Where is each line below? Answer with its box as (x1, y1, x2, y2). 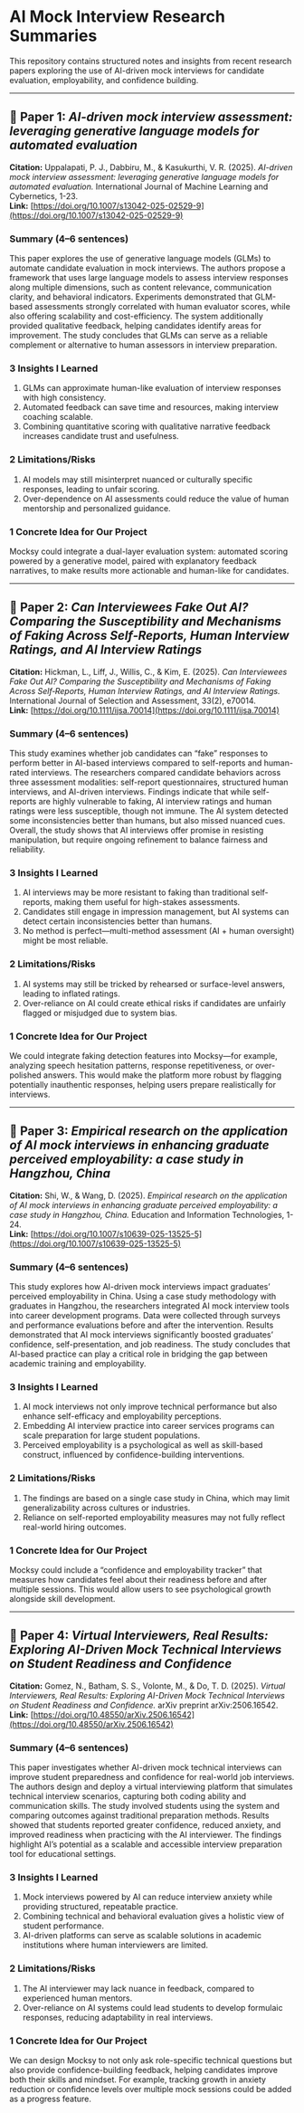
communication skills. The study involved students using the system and (9, 1801, 280, 1812)
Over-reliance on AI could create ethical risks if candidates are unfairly (22, 997, 287, 1008)
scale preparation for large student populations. (22, 1430, 201, 1441)
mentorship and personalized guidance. (22, 502, 171, 513)
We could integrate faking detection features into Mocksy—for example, (9, 1050, 278, 1061)
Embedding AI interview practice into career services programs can (22, 1421, 275, 1432)
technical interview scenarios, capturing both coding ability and (9, 1791, 247, 1802)
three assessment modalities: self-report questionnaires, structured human (9, 776, 289, 788)
